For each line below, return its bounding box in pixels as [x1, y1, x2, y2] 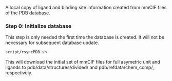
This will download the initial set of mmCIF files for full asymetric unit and [5, 59, 160, 65]
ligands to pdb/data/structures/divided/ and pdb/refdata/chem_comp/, [5, 64, 154, 71]
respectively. [5, 70, 32, 76]
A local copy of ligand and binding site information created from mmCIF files [5, 5, 167, 10]
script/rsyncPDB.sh [5, 50, 47, 55]
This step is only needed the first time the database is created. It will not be [5, 34, 165, 40]
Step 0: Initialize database [5, 23, 72, 30]
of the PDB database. [5, 10, 50, 16]
